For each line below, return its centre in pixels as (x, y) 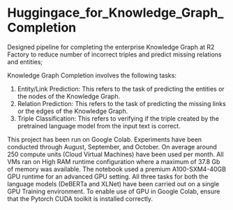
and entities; (25, 61)
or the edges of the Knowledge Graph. (73, 111)
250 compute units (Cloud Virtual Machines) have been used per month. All (116, 154)
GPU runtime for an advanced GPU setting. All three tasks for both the (108, 177)
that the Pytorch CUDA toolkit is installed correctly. (80, 198)
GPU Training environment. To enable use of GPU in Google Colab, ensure (114, 191)
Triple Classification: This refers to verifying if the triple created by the (118, 118)
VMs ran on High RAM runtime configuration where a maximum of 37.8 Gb (114, 161)
